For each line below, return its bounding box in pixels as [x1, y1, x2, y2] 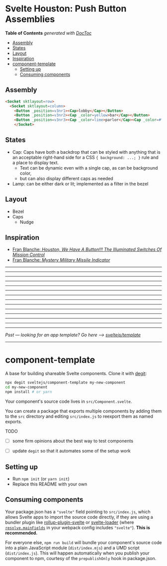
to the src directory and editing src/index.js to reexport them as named [5, 413, 153, 419]
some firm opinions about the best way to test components [12, 438, 133, 444]
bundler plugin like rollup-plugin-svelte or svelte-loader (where [5, 519, 134, 525]
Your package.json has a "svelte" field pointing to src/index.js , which [5, 508, 151, 515]
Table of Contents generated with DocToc [5, 30, 92, 36]
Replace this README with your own [12, 481, 87, 487]
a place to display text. [12, 160, 59, 166]
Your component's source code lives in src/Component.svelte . [5, 398, 132, 404]
